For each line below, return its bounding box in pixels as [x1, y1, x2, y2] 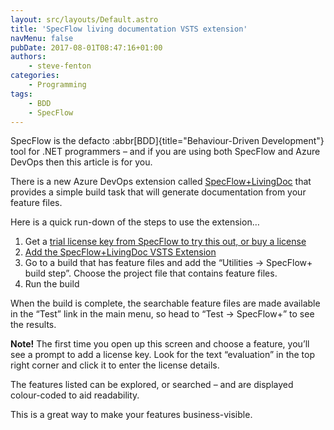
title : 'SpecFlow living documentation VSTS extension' [10, 24, 248, 34]
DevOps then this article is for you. [10, 156, 153, 168]
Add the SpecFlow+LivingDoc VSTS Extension [24, 246, 217, 258]
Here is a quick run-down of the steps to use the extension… [10, 216, 260, 228]
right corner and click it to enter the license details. [10, 359, 220, 371]
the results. [10, 319, 57, 331]
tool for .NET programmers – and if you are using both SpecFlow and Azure [10, 146, 321, 158]
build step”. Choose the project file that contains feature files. [24, 267, 278, 280]
